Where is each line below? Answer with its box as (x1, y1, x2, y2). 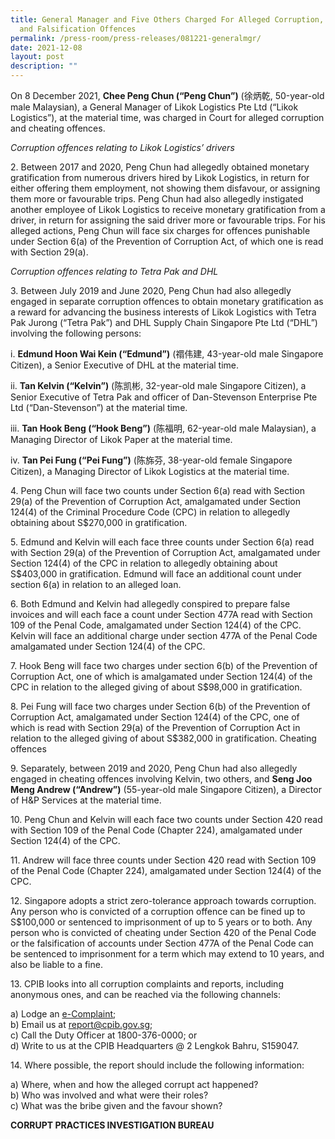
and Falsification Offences (19, 24, 137, 34)
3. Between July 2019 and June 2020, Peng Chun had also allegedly (10, 285, 292, 296)
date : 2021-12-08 (10, 42, 83, 53)
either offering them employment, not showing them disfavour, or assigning (10, 182, 321, 194)
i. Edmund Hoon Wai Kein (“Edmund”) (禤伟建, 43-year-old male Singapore (10, 348, 324, 360)
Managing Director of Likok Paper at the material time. (10, 434, 233, 445)
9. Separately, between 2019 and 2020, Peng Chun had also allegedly (10, 762, 298, 774)
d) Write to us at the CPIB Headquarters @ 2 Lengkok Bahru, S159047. (10, 1040, 300, 1051)
